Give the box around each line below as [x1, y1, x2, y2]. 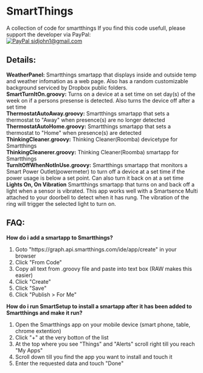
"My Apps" [15, 346, 43, 354]
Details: [6, 55, 36, 65]
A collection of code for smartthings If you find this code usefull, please [6, 24, 186, 32]
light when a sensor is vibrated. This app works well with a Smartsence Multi [6, 187, 198, 194]
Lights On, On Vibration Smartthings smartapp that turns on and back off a [6, 180, 195, 188]
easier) [15, 272, 33, 279]
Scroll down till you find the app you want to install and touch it [15, 353, 173, 360]
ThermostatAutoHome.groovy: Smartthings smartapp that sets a [6, 123, 171, 130]
